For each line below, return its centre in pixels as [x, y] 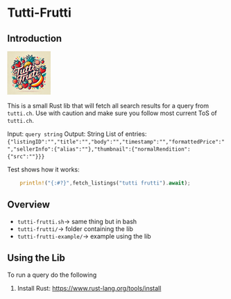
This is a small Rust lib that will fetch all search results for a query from [108, 106]
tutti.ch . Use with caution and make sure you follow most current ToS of [112, 113]
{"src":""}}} [26, 157]
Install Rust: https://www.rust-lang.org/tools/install [89, 288]
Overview [29, 205]
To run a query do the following [52, 275]
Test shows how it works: [43, 169]
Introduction [35, 39]
